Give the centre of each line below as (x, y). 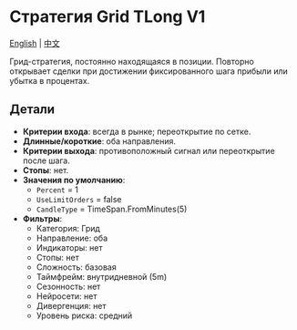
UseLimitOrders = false (79, 199)
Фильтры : (42, 218)
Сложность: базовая (76, 267)
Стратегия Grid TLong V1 (108, 17)
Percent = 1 (57, 190)
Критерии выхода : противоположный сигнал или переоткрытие (148, 150)
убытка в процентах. (50, 80)
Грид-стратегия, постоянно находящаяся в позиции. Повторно (132, 61)
